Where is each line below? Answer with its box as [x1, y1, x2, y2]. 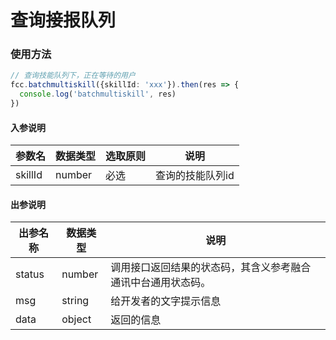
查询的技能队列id [155, 169, 235, 183]
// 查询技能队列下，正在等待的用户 [10, 71, 136, 81]
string [61, 294, 90, 308]
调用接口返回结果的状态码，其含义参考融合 [110, 261, 312, 275]
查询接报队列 [10, 9, 117, 32]
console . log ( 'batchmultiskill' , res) [19, 89, 177, 100]
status [15, 267, 45, 281]
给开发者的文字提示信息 [110, 294, 222, 308]
